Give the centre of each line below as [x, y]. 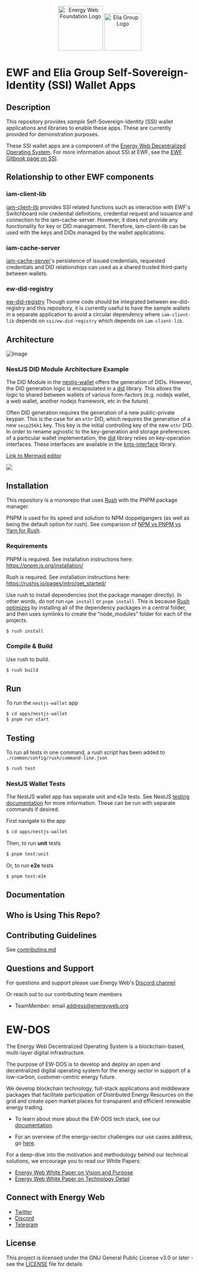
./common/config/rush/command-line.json [57, 758]
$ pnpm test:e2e [26, 876]
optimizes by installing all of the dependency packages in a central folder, [96, 607]
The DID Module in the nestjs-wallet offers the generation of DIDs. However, [99, 382]
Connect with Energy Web [56, 1198]
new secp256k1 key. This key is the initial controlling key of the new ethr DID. [99, 425]
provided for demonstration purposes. [53, 134]
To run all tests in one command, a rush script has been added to [86, 752]
